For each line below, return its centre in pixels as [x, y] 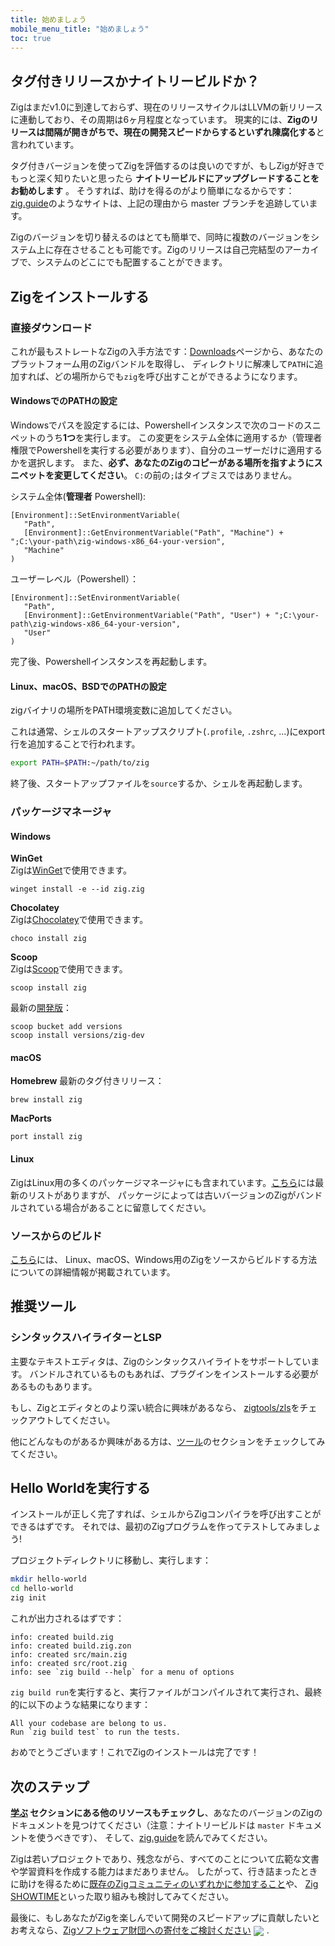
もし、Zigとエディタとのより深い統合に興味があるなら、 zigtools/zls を [155, 1407]
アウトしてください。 [71, 1420]
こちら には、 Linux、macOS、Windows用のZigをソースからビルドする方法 [164, 1259]
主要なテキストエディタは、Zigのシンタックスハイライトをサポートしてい [161, 1361]
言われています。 [45, 145]
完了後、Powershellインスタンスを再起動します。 [111, 662]
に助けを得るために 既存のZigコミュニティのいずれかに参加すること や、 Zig [164, 1883]
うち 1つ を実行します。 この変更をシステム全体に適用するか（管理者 [183, 438]
